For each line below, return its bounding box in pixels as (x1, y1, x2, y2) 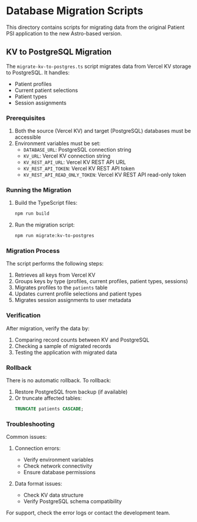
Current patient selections (14, 87, 78, 94)
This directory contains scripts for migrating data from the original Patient (6, 24, 185, 31)
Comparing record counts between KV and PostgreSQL (14, 336, 150, 343)
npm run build (14, 211, 50, 216)
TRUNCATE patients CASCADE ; (14, 406, 84, 412)
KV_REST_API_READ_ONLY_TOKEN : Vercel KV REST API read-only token (23, 171, 186, 178)
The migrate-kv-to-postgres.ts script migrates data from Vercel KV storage (6, 63, 192, 70)
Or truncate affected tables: (14, 394, 83, 402)
